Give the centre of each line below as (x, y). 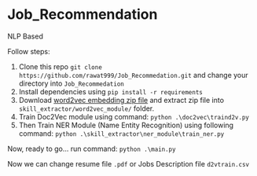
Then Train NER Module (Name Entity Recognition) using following (126, 125)
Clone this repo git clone (61, 66)
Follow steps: (29, 51)
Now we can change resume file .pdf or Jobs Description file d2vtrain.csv (128, 163)
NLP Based (26, 36)
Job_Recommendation (83, 15)
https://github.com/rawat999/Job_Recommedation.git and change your (133, 75)
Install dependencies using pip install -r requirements (111, 91)
